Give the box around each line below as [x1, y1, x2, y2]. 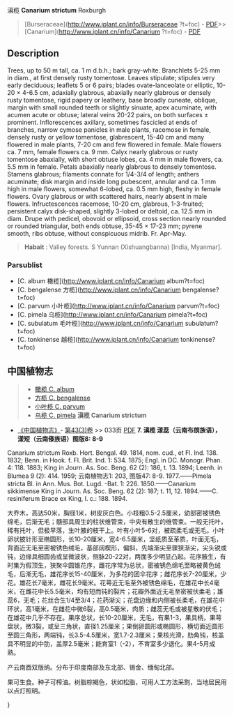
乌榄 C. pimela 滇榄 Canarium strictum [34, 411, 147, 419]
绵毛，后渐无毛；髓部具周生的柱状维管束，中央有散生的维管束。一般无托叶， [7, 517, 227, 525]
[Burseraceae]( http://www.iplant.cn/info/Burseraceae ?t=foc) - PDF [24, 20, 218, 28]
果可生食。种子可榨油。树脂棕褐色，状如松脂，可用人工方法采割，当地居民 [7, 677, 221, 686]
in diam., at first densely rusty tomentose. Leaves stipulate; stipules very [7, 73, 215, 82]
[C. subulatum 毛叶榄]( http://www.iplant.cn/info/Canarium [17, 319, 184, 328]
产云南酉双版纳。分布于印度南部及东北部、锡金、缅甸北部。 [7, 663, 178, 671]
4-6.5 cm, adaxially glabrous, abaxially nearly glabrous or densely [22, 88, 211, 96]
